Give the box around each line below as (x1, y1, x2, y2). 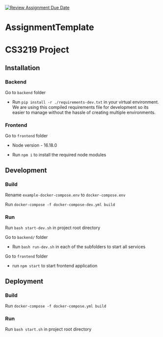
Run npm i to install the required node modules (12, 152, 106, 158)
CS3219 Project (5, 44, 70, 55)
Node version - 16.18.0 (12, 142, 57, 148)
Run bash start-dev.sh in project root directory (5, 225, 100, 231)
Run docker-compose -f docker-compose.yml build (5, 303, 107, 309)
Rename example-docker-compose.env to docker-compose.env (5, 192, 126, 198)
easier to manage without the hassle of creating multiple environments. (12, 109, 156, 115)
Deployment (5, 277, 44, 285)
